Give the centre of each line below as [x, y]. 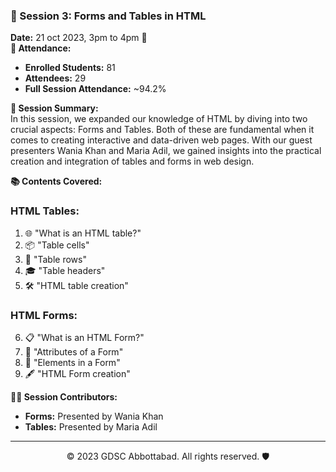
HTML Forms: [44, 315]
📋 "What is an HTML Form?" [84, 337]
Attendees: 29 [55, 78]
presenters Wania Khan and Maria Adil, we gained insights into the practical [166, 151]
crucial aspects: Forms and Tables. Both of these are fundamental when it [162, 130]
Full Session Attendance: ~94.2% [95, 89]
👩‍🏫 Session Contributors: [64, 396]
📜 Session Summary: [54, 108]
